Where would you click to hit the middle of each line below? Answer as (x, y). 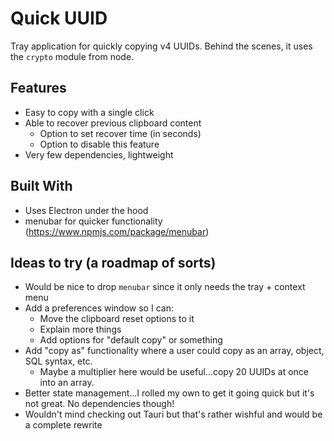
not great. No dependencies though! (99, 404)
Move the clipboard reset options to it (117, 319)
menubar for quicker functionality (93, 221)
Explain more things (80, 329)
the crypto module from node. (72, 56)
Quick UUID (59, 18)
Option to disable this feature (99, 144)
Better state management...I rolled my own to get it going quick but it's (169, 393)
